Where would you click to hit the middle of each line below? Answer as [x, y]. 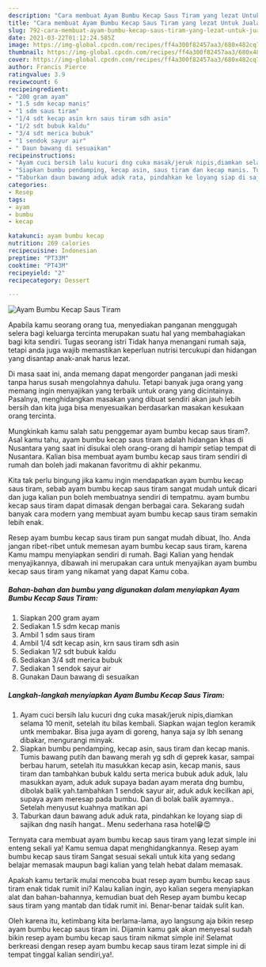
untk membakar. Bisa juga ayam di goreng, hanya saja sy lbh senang [131, 732]
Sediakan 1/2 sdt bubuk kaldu [68, 652]
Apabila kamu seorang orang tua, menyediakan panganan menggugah [123, 325]
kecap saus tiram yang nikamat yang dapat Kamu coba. [99, 572]
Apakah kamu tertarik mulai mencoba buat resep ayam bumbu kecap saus [129, 881]
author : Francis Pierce [47, 67]
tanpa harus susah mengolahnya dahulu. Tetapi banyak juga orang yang [126, 383]
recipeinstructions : [42, 155]
